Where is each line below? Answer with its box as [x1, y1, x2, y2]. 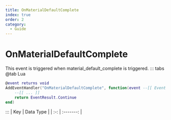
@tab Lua [5, 71, 26, 77]
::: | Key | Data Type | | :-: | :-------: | [5, 109, 82, 115]
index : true [5, 12, 31, 17]
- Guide [10, 27, 27, 32]
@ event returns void [5, 81, 50, 86]
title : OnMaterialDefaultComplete [5, 7, 79, 13]
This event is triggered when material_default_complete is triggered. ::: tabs [5, 65, 165, 71]
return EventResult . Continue [14, 95, 77, 100]
